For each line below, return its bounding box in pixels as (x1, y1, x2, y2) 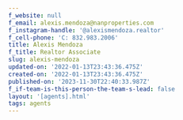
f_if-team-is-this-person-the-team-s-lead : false (8, 84, 176, 93)
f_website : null (8, 11, 62, 20)
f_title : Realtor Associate (8, 48, 101, 56)
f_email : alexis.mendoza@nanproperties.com (8, 19, 154, 27)
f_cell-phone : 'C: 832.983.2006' (8, 33, 119, 42)
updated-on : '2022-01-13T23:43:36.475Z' (8, 63, 144, 71)
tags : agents (8, 99, 51, 107)
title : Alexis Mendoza (8, 41, 83, 49)
